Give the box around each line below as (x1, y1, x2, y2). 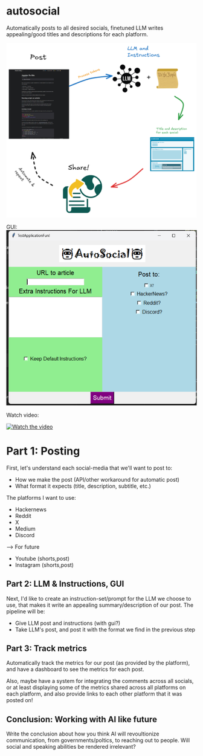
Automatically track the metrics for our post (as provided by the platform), (6, 659, 190, 667)
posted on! (6, 697, 33, 704)
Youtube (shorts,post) (14, 555, 69, 562)
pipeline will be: (6, 607, 45, 615)
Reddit (14, 512, 31, 519)
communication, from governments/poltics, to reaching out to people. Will (6, 737, 190, 744)
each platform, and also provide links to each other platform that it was (6, 690, 182, 697)
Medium (14, 525, 36, 532)
